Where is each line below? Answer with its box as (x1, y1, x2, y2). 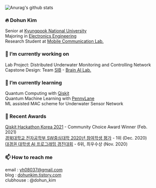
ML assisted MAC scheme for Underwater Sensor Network (5, 100, 124, 106)
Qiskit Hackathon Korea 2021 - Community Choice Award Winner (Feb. (5, 124, 148, 130)
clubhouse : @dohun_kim (5, 177, 56, 183)
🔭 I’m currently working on (5, 50, 69, 57)
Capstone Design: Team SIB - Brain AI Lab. (5, 67, 91, 73)
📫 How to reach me (5, 154, 53, 161)
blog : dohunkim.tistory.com (5, 172, 62, 178)
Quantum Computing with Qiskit (5, 90, 69, 96)
